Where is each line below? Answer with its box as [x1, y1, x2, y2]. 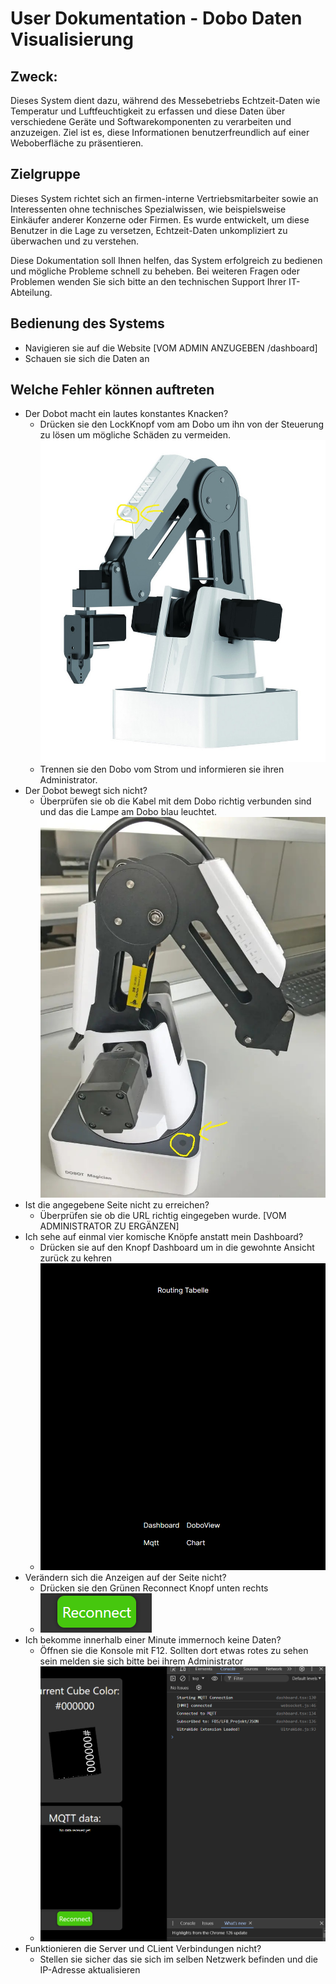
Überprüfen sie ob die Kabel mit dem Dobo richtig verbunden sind [39, 795, 312, 807]
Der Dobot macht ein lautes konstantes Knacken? [24, 408, 229, 420]
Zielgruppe [10, 166, 81, 183]
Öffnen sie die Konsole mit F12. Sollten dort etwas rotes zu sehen [39, 1644, 309, 1656]
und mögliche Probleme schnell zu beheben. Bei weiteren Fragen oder [10, 265, 301, 277]
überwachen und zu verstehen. [10, 235, 140, 247]
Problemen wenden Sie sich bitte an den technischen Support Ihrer [10, 275, 287, 287]
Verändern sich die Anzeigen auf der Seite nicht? [24, 1571, 227, 1583]
